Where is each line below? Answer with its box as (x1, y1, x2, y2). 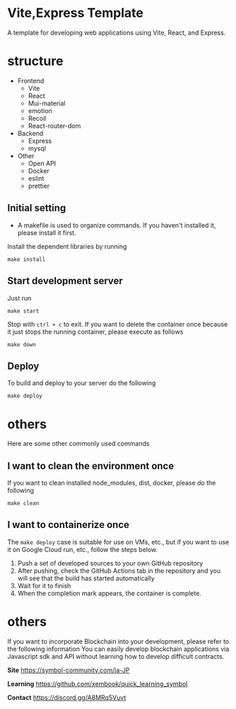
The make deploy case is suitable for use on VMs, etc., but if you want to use (7, 537, 230, 546)
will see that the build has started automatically (17, 574, 155, 582)
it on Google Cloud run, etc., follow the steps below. (7, 545, 158, 553)
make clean (7, 500, 40, 507)
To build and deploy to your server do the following (7, 379, 156, 387)
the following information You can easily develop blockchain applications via (7, 645, 230, 653)
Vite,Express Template (7, 5, 143, 21)
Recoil (28, 114, 47, 122)
